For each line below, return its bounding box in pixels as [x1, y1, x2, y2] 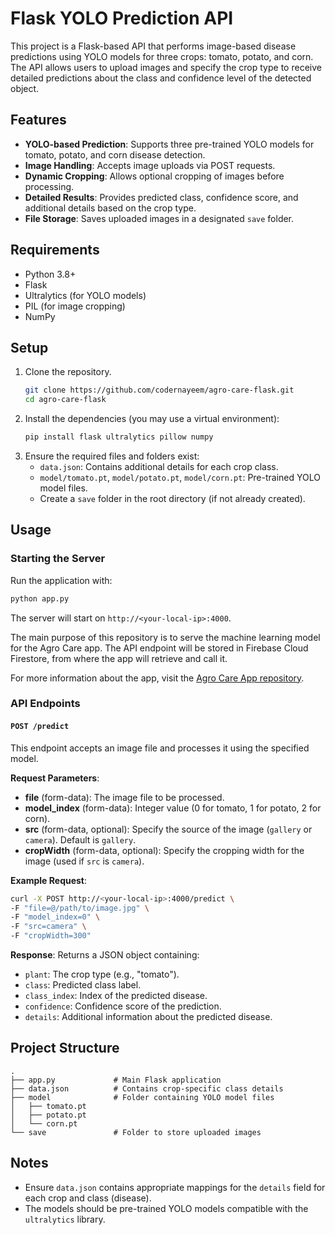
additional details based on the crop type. [24, 202, 197, 214]
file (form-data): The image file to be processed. [24, 791, 225, 803]
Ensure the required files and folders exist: [24, 450, 200, 462]
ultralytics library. [24, 1213, 106, 1225]
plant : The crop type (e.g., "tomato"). [24, 968, 180, 981]
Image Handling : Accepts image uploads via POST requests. [24, 159, 276, 171]
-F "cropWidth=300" [10, 931, 92, 941]
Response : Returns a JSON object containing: [10, 949, 200, 961]
